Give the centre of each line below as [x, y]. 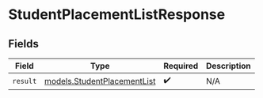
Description [228, 66]
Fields [24, 44]
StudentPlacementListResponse [117, 15]
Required [181, 66]
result [25, 81]
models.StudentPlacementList [100, 81]
